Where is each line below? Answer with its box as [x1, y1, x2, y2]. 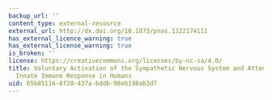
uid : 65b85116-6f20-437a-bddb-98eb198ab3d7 [8, 79, 158, 87]
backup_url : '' [8, 11, 60, 20]
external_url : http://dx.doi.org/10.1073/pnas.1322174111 [8, 27, 208, 35]
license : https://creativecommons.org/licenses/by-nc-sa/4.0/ [8, 57, 223, 65]
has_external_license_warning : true [8, 42, 132, 50]
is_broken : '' [8, 49, 57, 57]
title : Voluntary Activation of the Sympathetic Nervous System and [8, 65, 244, 73]
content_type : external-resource [8, 19, 121, 27]
